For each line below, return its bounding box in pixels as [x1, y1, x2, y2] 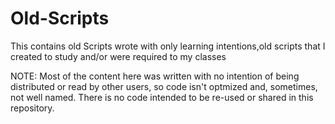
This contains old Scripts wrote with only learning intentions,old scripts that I [10, 40, 326, 52]
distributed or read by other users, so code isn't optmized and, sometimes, [10, 80, 318, 92]
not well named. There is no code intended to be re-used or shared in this [10, 91, 314, 103]
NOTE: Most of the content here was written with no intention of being [10, 70, 300, 82]
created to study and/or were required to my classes [10, 50, 227, 62]
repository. [10, 102, 55, 114]
